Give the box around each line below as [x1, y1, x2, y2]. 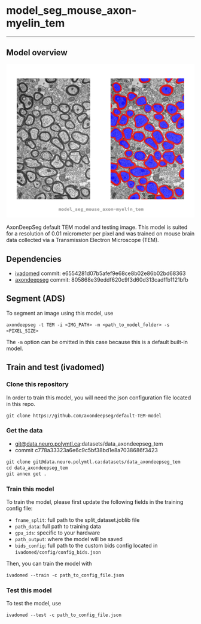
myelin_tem [6, 16, 65, 30]
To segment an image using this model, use [6, 309, 114, 317]
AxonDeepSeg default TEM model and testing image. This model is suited [6, 223, 188, 231]
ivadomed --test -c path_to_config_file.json [6, 612, 121, 619]
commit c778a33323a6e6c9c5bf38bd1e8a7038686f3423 [14, 446, 159, 453]
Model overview [6, 47, 68, 58]
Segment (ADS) [6, 294, 66, 304]
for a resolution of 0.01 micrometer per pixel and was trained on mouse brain [6, 230, 195, 237]
